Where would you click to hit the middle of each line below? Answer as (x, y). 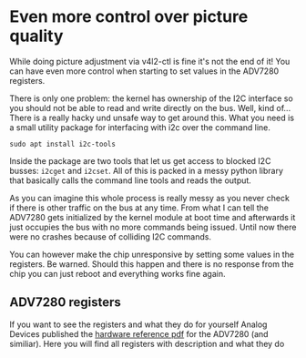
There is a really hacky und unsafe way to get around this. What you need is (152, 118)
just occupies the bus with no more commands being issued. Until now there (153, 227)
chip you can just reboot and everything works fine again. (117, 273)
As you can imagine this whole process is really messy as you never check (149, 198)
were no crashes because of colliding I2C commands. (111, 236)
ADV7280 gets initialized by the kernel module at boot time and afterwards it (153, 217)
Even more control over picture (129, 17)
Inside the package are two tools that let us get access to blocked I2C (140, 160)
